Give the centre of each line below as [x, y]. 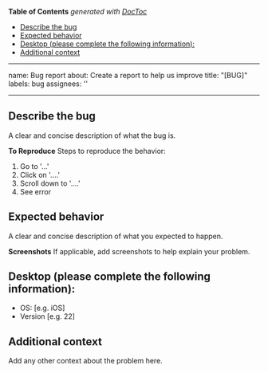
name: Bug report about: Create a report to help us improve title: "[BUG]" [128, 75]
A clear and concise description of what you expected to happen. [116, 236]
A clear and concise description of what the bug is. [92, 135]
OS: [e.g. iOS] [42, 308]
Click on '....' [40, 175]
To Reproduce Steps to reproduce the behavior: [87, 151]
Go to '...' [34, 166]
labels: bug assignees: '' [48, 84]
